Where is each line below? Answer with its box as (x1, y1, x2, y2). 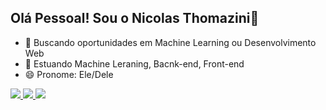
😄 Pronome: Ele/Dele (24, 68, 114, 80)
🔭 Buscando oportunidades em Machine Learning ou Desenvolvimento (24, 36, 317, 48)
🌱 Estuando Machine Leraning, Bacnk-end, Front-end (24, 57, 245, 70)
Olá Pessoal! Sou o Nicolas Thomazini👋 (10, 10, 260, 27)
